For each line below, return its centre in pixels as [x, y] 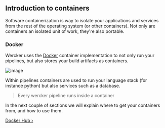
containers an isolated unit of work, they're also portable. [65, 31]
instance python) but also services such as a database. [63, 86]
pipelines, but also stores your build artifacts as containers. [67, 61]
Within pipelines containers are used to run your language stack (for [76, 80]
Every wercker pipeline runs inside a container [66, 96]
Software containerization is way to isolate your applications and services [82, 20]
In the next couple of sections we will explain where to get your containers [83, 105]
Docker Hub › [19, 120]
